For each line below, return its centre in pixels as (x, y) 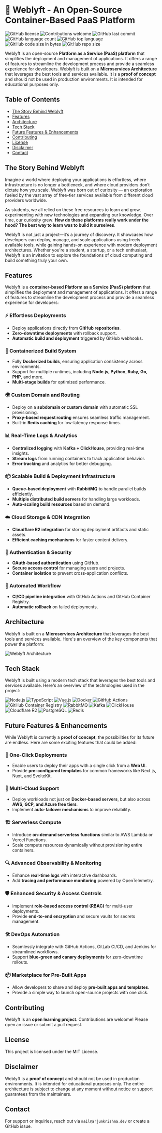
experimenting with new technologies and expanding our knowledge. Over (79, 215)
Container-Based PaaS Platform (70, 20)
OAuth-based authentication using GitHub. (56, 563)
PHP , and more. (28, 377)
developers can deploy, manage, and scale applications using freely (73, 239)
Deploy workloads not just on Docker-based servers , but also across (81, 799)
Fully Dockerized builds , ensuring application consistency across (77, 361)
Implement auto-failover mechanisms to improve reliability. (72, 809)
